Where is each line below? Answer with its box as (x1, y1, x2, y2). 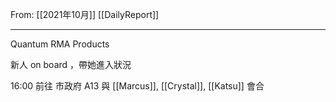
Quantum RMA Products (10, 38, 110, 50)
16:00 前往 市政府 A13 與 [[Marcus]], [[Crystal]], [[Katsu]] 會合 (10, 80, 265, 92)
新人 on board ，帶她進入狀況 (10, 59, 132, 70)
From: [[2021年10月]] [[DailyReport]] (10, 9, 160, 20)
